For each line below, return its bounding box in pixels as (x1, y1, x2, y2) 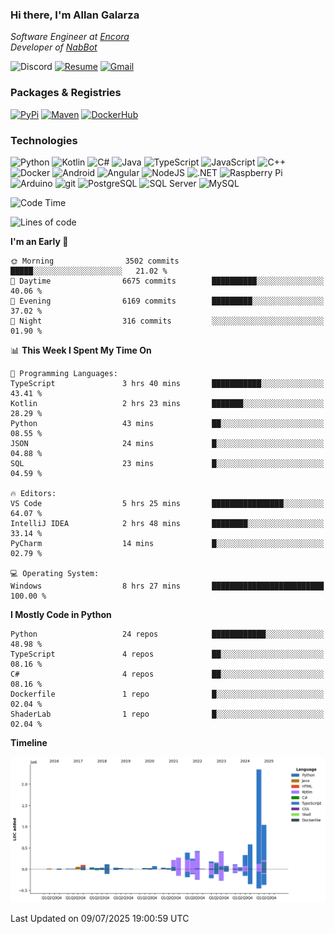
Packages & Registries (10, 86, 122, 100)
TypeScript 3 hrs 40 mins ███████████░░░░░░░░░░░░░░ (10, 378, 325, 388)
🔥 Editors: (10, 488, 57, 498)
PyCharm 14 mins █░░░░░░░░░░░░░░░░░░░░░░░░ (10, 538, 325, 548)
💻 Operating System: (10, 568, 100, 578)
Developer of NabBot (10, 41, 98, 53)
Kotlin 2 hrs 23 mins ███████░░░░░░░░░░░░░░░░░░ (10, 398, 325, 408)
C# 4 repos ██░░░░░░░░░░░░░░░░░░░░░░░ (10, 669, 325, 679)
